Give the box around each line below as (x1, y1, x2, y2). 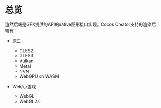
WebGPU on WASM (19, 73, 60, 79)
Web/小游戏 (12, 83, 36, 89)
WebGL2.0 (19, 98, 41, 104)
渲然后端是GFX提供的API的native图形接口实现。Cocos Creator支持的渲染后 (5, 21, 156, 27)
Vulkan (19, 58, 34, 64)
